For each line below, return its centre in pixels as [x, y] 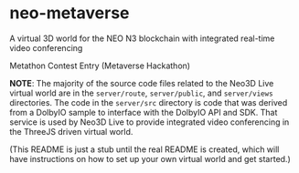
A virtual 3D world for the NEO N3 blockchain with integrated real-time [142, 38]
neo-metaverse [69, 13]
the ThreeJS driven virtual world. [71, 131]
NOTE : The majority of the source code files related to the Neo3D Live [142, 83]
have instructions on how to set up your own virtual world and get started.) [150, 158]
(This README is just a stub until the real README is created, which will [144, 149]
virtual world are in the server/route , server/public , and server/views [141, 93]
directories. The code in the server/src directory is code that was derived [149, 102]
